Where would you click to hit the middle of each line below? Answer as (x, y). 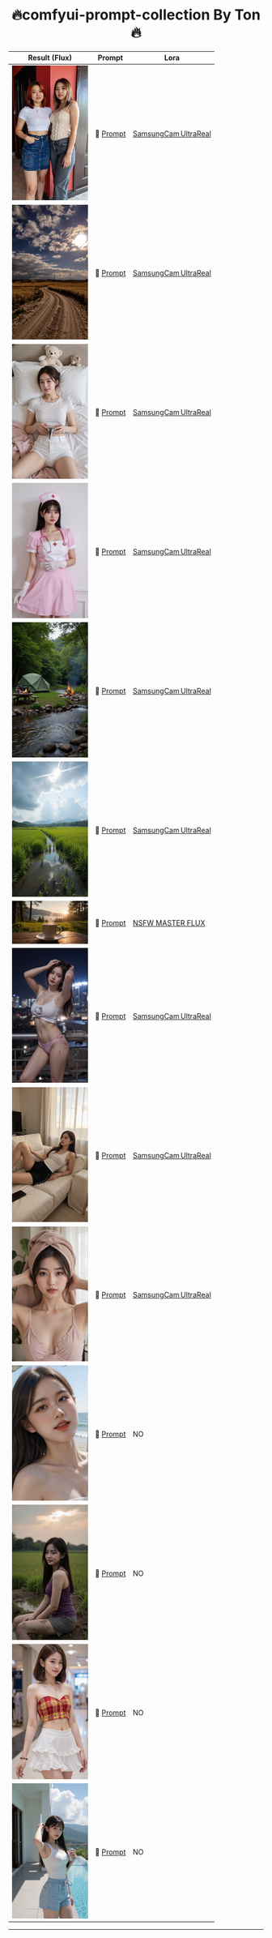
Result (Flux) (50, 58)
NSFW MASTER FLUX (169, 923)
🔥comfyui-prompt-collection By (122, 15)
